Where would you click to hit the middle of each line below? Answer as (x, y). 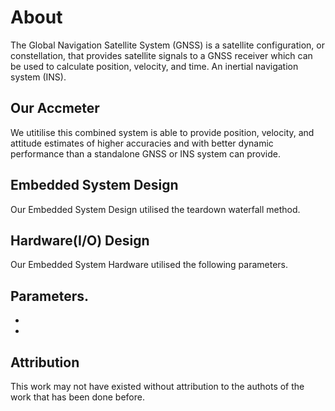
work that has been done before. (77, 397)
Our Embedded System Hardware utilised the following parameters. (149, 265)
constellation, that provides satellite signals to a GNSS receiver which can (161, 55)
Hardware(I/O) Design (80, 240)
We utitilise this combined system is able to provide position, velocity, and (162, 132)
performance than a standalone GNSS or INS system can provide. (146, 153)
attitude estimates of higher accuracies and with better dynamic (142, 143)
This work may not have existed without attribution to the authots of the (157, 386)
